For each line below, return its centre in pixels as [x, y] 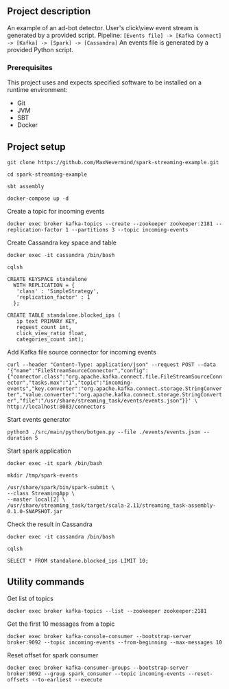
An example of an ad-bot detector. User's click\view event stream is [103, 27]
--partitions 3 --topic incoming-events [130, 229]
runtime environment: [37, 90]
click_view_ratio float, [52, 333]
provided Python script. [40, 49]
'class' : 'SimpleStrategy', [58, 291]
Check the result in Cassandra [50, 524]
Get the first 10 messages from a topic [61, 624]
